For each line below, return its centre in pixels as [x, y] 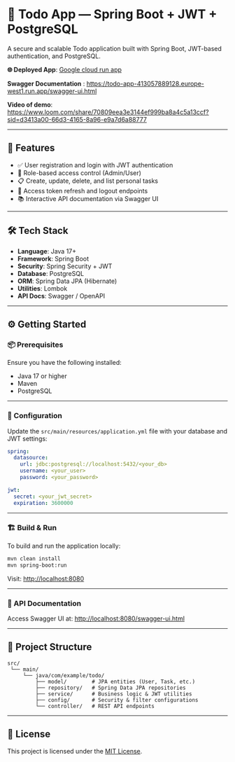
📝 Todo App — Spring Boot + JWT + [112, 14]
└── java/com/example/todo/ [64, 675]
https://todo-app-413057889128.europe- [145, 83]
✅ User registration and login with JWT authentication [95, 165]
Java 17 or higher [42, 376]
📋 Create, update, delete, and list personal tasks [88, 181]
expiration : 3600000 [43, 503]
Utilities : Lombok [42, 288]
